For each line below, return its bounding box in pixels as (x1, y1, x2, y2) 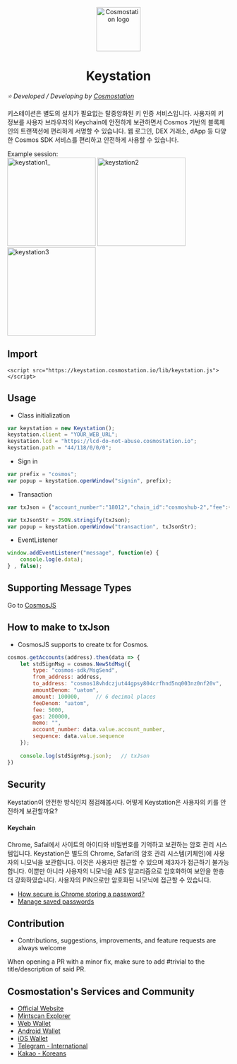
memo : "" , (32, 719, 61, 727)
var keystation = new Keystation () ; (7, 425, 115, 432)
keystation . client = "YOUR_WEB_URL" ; (7, 431, 119, 438)
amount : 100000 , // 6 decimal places (32, 693, 157, 700)
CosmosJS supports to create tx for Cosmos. (17, 640, 150, 649)
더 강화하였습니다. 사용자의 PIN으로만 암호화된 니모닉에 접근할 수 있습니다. (7, 875, 212, 884)
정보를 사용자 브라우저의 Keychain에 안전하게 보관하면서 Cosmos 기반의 (7, 117, 207, 126)
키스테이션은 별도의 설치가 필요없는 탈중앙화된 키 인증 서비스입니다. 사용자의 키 (7, 109, 224, 117)
